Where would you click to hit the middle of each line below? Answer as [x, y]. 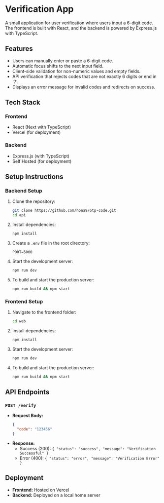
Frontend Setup [24, 301]
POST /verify [21, 405]
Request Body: [28, 416]
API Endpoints [27, 392]
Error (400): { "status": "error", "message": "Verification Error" [90, 458]
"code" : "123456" [35, 429]
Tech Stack [23, 102]
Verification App [39, 9]
